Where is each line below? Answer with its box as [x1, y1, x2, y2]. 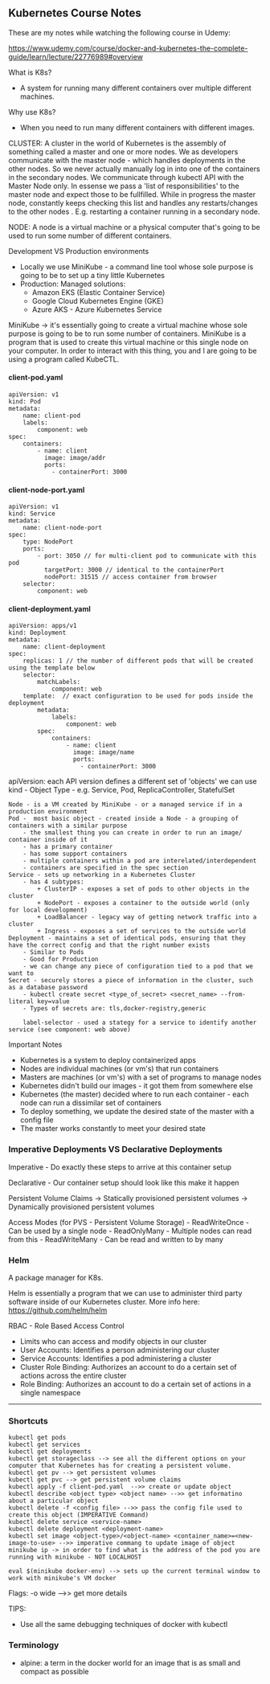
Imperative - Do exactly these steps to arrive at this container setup [8, 1162, 231, 1172]
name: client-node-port [22, 524, 103, 532]
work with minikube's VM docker [8, 1575, 117, 1583]
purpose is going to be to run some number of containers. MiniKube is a [8, 329, 247, 338]
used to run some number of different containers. [8, 231, 172, 240]
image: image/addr [43, 454, 106, 462]
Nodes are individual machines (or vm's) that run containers [19, 1064, 219, 1074]
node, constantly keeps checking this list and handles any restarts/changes [8, 198, 259, 207]
